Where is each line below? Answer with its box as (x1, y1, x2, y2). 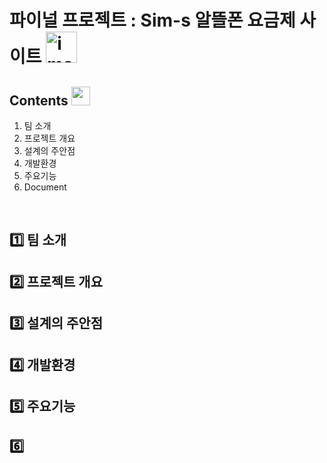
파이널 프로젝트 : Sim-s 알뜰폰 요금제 (9, 9, 296, 32)
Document (23, 181, 67, 193)
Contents (9, 92, 69, 109)
